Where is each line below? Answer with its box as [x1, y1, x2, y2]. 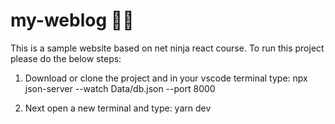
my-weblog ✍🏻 [10, 9, 135, 32]
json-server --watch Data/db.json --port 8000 [24, 82, 216, 94]
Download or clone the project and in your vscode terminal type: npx [24, 72, 308, 84]
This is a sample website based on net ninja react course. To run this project [10, 42, 325, 54]
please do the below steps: [10, 52, 122, 64]
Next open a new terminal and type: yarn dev [24, 102, 212, 114]
